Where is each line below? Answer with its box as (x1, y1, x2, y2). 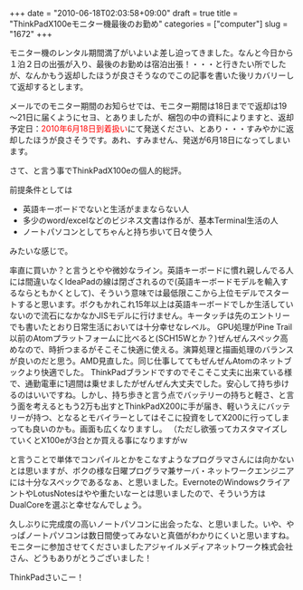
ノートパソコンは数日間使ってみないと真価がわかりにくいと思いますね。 (24, 530, 295, 540)
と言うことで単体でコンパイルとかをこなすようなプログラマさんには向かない (9, 454, 295, 465)
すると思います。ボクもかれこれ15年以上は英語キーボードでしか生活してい (16, 299, 294, 309)
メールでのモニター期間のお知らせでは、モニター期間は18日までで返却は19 (9, 101, 288, 111)
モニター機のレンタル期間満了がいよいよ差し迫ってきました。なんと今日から (9, 47, 294, 58)
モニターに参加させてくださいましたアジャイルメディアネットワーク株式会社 (9, 541, 294, 552)
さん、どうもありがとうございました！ (9, 553, 152, 563)
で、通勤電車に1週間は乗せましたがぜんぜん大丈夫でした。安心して (9, 378, 258, 389)
